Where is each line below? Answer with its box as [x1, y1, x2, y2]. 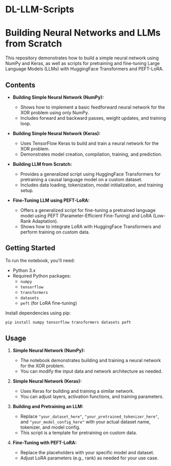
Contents [5, 80, 36, 89]
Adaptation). [32, 218, 59, 224]
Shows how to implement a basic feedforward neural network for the [20, 104, 165, 110]
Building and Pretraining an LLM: [12, 404, 84, 410]
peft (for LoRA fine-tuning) [20, 300, 78, 306]
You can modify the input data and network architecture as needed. [20, 368, 163, 374]
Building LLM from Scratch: [12, 161, 72, 167]
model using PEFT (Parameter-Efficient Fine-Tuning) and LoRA [20, 213, 152, 219]
